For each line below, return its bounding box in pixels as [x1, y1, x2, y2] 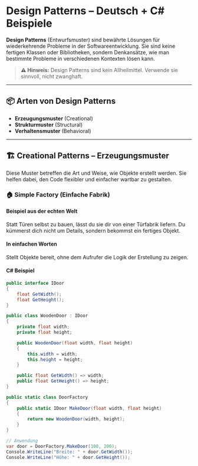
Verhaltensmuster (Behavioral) [14, 127, 91, 134]
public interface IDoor [6, 281, 65, 286]
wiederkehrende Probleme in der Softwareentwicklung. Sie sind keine [6, 43, 176, 50]
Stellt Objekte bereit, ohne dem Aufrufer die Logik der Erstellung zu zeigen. [6, 253, 189, 260]
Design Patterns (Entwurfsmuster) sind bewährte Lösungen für [6, 36, 160, 43]
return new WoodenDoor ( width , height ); [27, 416, 126, 422]
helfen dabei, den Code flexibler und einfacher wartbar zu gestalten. [6, 175, 173, 183]
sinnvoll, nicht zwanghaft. [20, 73, 83, 80]
